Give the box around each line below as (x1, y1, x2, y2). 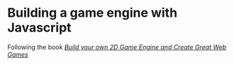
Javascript (7, 20, 72, 36)
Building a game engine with (7, 5, 178, 21)
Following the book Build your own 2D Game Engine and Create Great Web (7, 43, 227, 51)
